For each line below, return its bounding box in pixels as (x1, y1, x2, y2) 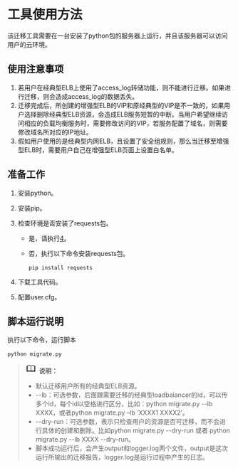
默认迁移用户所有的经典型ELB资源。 (35, 382, 141, 390)
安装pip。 (17, 203, 46, 212)
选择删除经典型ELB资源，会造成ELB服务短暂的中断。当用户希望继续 (24, 110, 222, 118)
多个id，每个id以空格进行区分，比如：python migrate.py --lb (35, 400, 213, 408)
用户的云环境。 (7, 40, 51, 48)
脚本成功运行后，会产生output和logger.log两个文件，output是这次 (35, 444, 228, 452)
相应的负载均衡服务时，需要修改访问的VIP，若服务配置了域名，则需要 (24, 119, 228, 127)
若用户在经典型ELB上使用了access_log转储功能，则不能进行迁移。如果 (17, 83, 225, 92)
